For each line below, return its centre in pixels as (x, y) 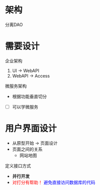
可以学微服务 (25, 107)
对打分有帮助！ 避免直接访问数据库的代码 (54, 182)
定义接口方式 (18, 165)
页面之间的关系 (27, 149)
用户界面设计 (31, 129)
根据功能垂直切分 (29, 96)
